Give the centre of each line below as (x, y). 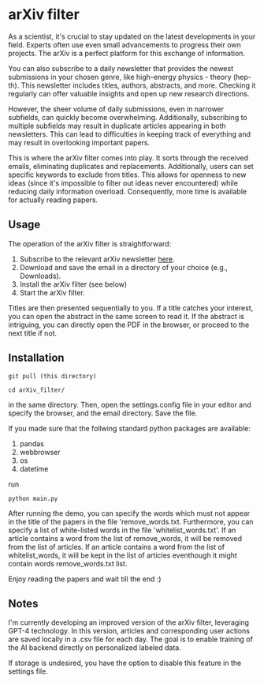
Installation (36, 358)
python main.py (33, 498)
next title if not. (33, 333)
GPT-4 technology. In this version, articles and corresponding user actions (129, 631)
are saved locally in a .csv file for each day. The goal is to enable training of (131, 639)
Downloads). (40, 276)
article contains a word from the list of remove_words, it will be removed (125, 538)
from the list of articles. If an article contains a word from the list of (117, 547)
